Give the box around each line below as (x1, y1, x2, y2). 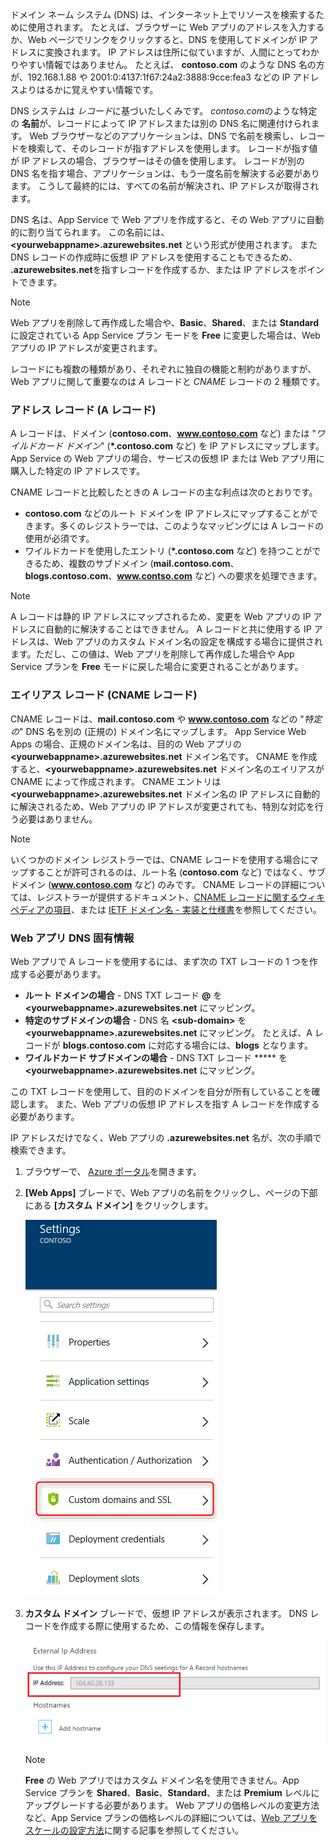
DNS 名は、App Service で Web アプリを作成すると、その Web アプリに (10, 214, 307, 225)
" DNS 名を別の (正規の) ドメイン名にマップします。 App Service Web (19, 725, 307, 737)
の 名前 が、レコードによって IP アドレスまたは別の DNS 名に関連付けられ (10, 118, 312, 129)
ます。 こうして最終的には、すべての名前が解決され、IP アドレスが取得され (10, 180, 320, 192)
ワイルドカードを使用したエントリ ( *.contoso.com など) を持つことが (24, 545, 313, 557)
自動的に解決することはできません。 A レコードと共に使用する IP (44, 623, 312, 635)
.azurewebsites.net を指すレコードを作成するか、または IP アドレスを (10, 264, 298, 275)
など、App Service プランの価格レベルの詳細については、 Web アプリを (24, 1811, 318, 1823)
